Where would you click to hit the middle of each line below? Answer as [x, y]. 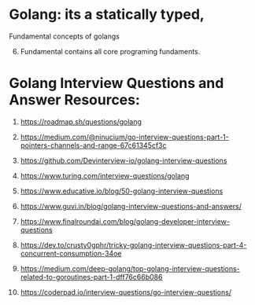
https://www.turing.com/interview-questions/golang [105, 175]
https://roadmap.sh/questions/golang [81, 121]
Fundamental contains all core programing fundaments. [110, 51]
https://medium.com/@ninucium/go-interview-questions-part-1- [124, 137]
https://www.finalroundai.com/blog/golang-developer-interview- [125, 221]
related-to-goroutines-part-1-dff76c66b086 [91, 277]
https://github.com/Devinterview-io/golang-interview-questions [124, 160]
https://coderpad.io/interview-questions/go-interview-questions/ [126, 292]
